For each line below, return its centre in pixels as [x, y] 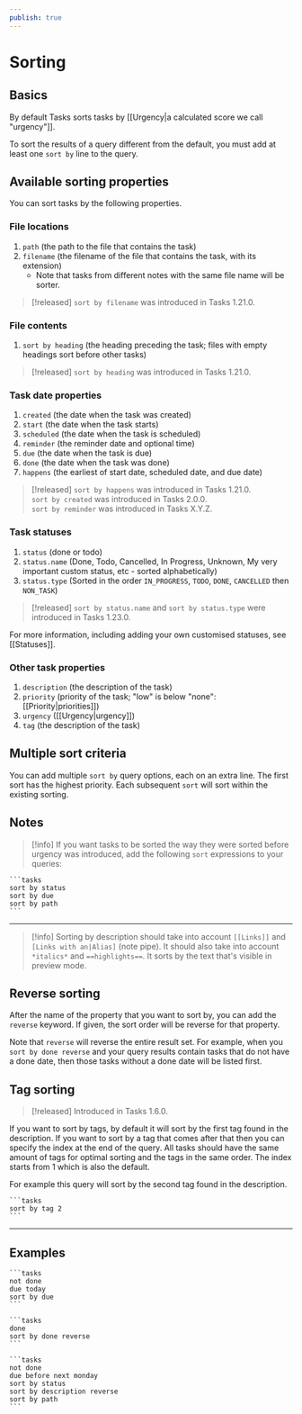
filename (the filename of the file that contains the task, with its [139, 256]
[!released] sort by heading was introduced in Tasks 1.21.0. [141, 372]
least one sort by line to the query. [74, 153]
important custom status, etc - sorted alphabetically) [120, 571]
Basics [28, 95]
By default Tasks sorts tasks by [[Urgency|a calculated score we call [136, 117]
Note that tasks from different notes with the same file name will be [160, 275]
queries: [47, 863]
